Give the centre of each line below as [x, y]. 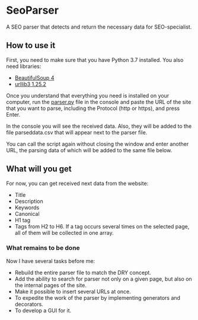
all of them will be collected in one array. [64, 233]
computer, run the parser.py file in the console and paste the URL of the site [99, 102]
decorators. [29, 304]
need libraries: [24, 66]
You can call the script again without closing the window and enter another [98, 144]
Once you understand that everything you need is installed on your [88, 95]
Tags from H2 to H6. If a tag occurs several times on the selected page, [102, 226]
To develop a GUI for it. [43, 310]
